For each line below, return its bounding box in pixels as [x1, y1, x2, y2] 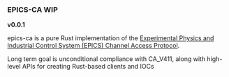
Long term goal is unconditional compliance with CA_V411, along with [7, 55, 206, 63]
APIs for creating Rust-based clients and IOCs [22, 62, 155, 71]
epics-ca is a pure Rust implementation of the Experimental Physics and [7, 34, 214, 42]
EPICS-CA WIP [7, 5, 58, 15]
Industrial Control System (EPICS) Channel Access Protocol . [7, 42, 180, 50]
